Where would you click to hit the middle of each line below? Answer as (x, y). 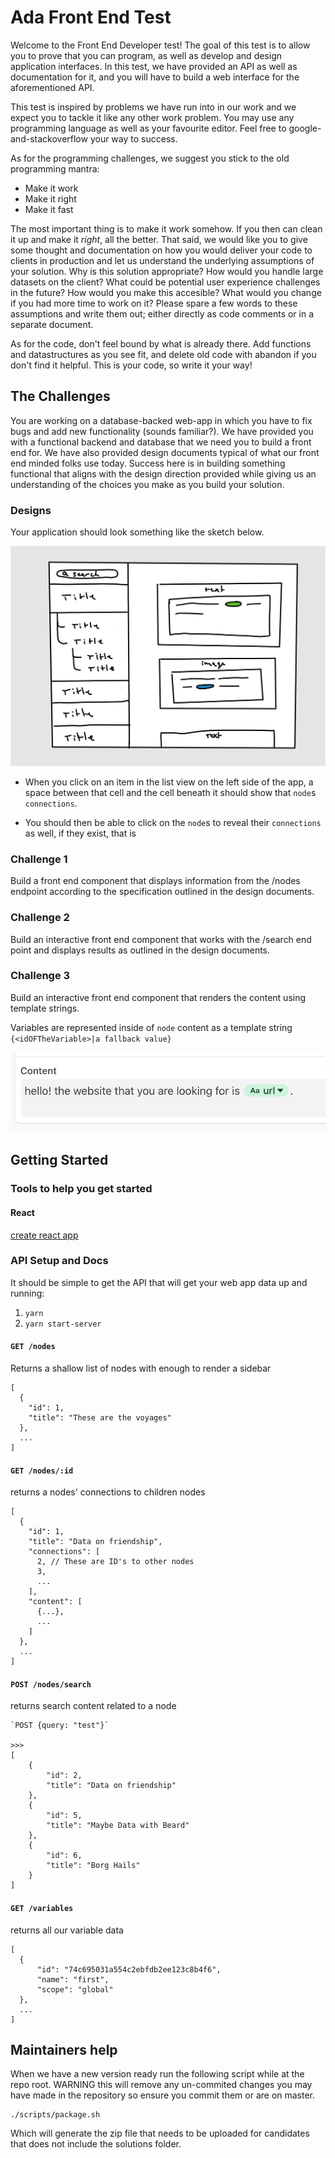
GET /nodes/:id (42, 1471)
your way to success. (133, 138)
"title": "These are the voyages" (100, 1418)
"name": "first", (73, 1979)
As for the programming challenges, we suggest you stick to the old (150, 158)
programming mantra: (55, 168)
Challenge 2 (40, 918)
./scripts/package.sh (55, 2115)
